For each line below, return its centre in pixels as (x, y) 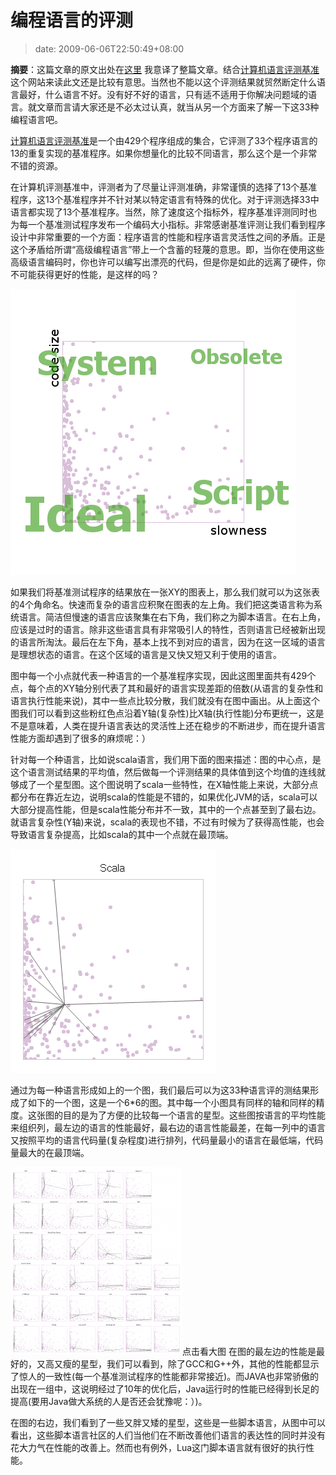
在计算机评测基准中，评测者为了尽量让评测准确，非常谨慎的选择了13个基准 (164, 187)
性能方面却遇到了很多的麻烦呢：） (80, 738)
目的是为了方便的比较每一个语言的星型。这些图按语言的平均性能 (194, 1115)
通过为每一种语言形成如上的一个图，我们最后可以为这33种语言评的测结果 (160, 1090)
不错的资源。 (36, 165)
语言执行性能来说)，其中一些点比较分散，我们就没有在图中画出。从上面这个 (165, 700)
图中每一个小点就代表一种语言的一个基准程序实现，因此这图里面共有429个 (163, 675)
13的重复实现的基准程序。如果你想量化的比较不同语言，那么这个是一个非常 (164, 153)
